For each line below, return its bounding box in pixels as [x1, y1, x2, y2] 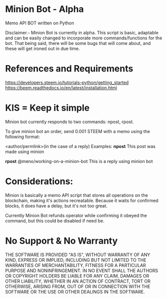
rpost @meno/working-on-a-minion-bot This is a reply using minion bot [5, 158, 153, 164]
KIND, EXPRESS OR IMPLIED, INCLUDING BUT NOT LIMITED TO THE [5, 257, 147, 263]
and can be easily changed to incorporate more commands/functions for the [5, 35, 163, 41]
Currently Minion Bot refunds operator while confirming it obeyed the [5, 212, 147, 218]
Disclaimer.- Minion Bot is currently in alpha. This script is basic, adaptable [5, 29, 159, 35]
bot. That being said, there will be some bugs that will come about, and [5, 40, 151, 46]
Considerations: [5, 176, 73, 187]
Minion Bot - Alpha [5, 3, 84, 15]
